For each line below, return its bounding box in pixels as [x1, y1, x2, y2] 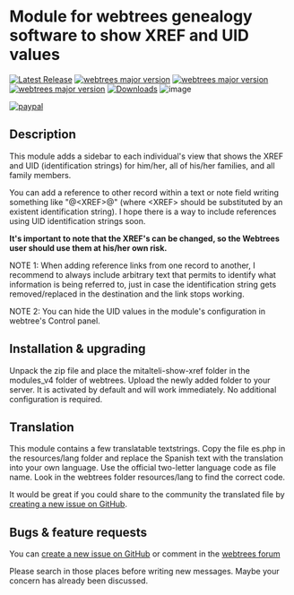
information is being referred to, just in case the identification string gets [9, 279, 277, 289]
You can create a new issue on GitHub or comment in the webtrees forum [9, 548, 281, 559]
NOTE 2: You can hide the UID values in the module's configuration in [9, 306, 266, 316]
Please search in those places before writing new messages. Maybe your [9, 566, 280, 577]
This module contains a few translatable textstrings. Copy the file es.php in [9, 444, 286, 454]
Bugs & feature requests [9, 524, 148, 539]
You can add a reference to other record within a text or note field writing [9, 186, 280, 198]
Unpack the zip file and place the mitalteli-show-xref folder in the [9, 365, 251, 375]
